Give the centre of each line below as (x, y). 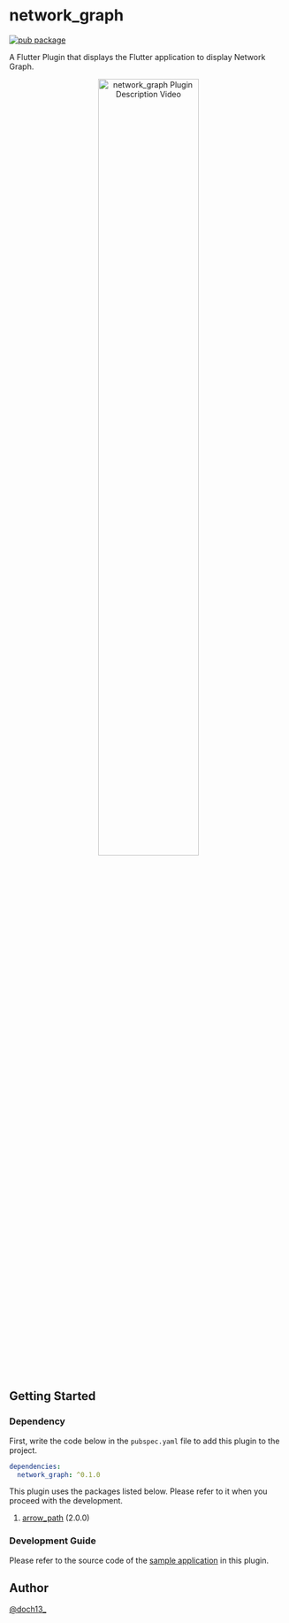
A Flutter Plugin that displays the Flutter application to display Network (137, 57)
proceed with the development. (66, 1501)
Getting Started (53, 1396)
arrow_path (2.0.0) (56, 1518)
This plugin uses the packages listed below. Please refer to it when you (138, 1491)
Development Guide (53, 1541)
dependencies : (35, 1466)
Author (29, 1588)
